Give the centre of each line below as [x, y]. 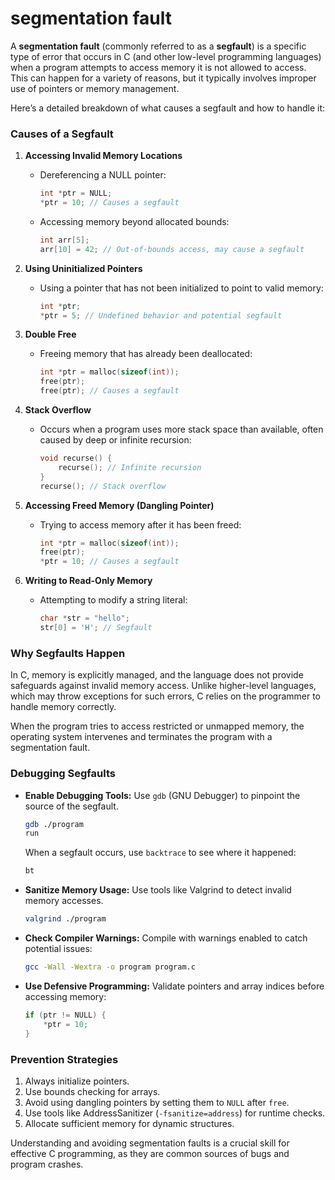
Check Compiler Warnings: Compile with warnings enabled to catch [166, 938]
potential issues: [58, 949]
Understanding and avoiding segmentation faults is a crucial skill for [150, 1143]
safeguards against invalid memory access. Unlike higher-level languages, [163, 686]
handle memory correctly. [63, 707]
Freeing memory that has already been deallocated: [146, 354]
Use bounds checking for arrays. [92, 1091]
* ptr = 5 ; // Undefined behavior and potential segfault [161, 315]
